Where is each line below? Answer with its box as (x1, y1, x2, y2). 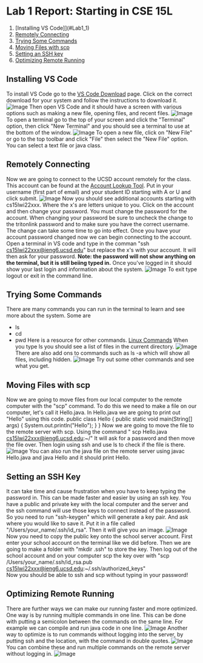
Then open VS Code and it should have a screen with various (29, 103, 182, 110)
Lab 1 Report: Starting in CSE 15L (6, 4, 173, 18)
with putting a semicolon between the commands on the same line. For (6, 618, 184, 625)
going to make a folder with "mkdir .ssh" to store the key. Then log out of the (6, 545, 198, 553)
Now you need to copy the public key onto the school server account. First (6, 533, 193, 540)
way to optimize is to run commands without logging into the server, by (6, 630, 184, 638)
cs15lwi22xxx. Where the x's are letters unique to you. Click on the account (6, 201, 194, 208)
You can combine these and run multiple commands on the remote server (6, 644, 190, 651)
